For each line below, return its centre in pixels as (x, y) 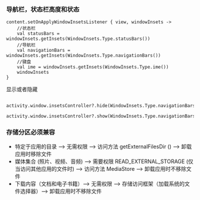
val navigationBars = (43, 51)
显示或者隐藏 (22, 89)
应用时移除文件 (33, 154)
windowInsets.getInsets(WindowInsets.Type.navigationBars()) (84, 56)
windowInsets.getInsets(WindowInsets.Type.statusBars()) (78, 39)
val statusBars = (38, 34)
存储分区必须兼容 (31, 132)
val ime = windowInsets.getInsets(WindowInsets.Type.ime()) (93, 67)
